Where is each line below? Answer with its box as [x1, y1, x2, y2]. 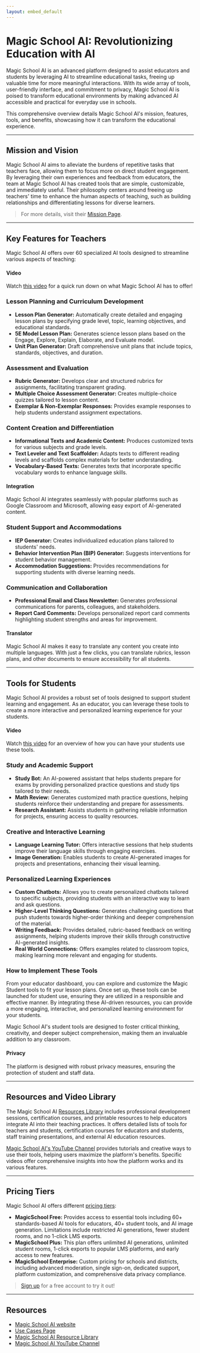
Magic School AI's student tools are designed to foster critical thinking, [6, 1023, 180, 1030]
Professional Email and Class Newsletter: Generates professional [14, 597, 177, 604]
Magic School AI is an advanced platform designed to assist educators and [6, 67, 190, 74]
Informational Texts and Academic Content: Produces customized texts [14, 437, 193, 444]
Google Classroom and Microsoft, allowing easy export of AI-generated [6, 502, 182, 509]
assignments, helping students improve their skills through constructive [14, 933, 190, 940]
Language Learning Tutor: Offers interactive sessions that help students [14, 841, 193, 848]
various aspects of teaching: [6, 255, 76, 263]
